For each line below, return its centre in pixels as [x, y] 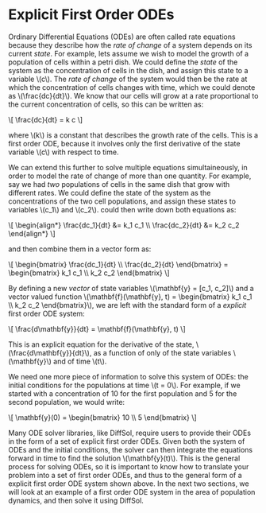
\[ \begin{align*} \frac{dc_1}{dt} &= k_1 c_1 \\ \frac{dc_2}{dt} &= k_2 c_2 [124, 225]
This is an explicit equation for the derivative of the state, [101, 344]
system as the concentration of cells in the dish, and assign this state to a [128, 70]
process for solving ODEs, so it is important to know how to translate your [129, 466]
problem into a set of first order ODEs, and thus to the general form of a [125, 475]
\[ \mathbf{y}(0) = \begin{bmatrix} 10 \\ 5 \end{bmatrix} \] [102, 417]
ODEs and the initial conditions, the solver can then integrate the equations [130, 449]
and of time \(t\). [80, 361]
